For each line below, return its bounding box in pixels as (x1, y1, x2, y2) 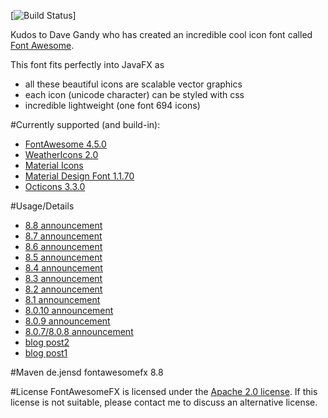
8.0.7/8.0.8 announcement (24, 326, 134, 337)
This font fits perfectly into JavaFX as (10, 59, 165, 70)
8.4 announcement (24, 262, 103, 274)
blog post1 (24, 347, 68, 359)
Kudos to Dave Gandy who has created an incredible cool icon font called (10, 29, 313, 40)
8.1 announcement (24, 294, 101, 305)
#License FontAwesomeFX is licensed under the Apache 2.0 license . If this (10, 386, 318, 397)
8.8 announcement (24, 220, 103, 231)
